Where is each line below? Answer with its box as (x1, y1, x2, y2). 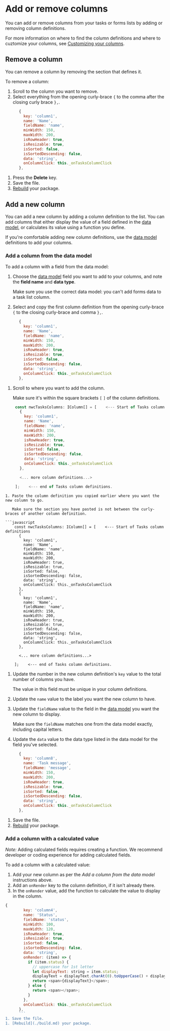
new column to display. (12, 711, 61, 717)
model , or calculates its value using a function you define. (5, 224, 125, 230)
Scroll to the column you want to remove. (12, 88, 99, 94)
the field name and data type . (12, 279, 76, 285)
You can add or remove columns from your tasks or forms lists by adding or (5, 20, 163, 26)
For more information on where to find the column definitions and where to (5, 35, 161, 41)
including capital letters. (12, 726, 63, 732)
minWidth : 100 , (23, 921, 56, 927)
